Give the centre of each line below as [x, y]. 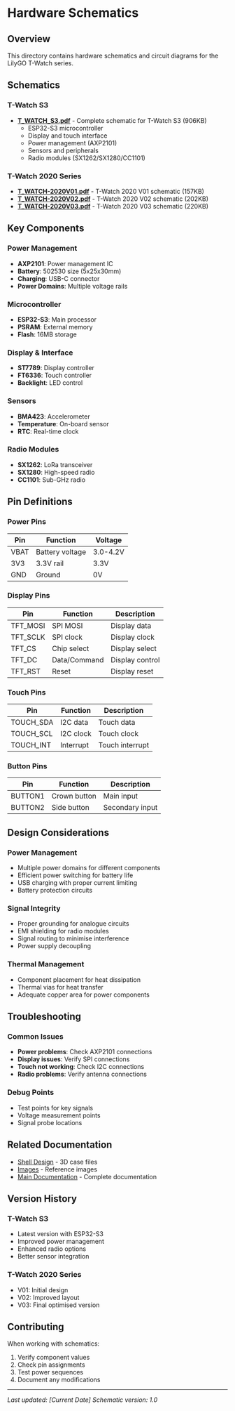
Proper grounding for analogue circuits [73, 924]
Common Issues [36, 1037]
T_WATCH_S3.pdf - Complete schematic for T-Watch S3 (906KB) [112, 120]
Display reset [132, 671]
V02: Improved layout [48, 1297]
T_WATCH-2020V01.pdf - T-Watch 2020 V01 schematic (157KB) [111, 191]
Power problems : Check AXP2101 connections [85, 1052]
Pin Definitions [40, 502]
